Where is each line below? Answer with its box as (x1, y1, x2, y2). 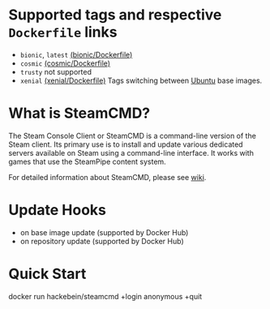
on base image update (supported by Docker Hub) (19, 227, 189, 237)
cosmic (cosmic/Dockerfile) (19, 58, 111, 68)
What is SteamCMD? (8, 104, 151, 122)
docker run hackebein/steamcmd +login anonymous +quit (8, 291, 203, 301)
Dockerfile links (8, 23, 118, 41)
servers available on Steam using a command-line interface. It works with (8, 148, 254, 157)
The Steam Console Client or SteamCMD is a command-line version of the (8, 131, 257, 140)
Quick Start (8, 265, 87, 283)
